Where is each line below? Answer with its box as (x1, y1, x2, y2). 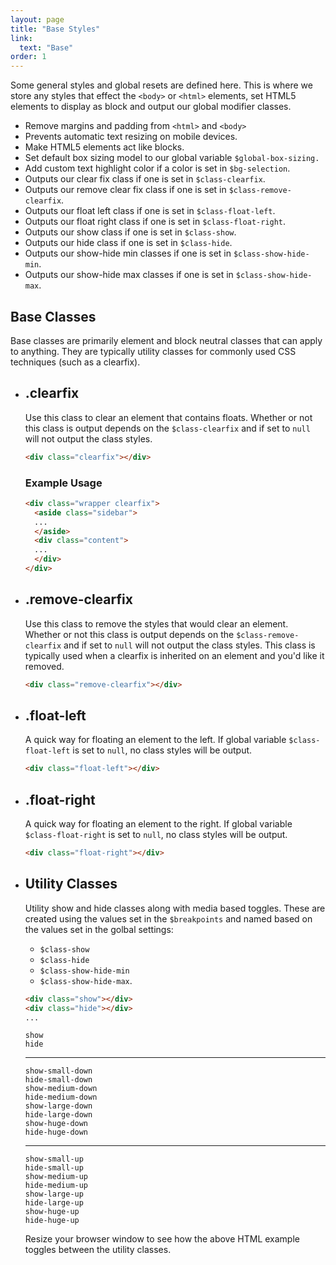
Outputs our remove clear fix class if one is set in (24, 184, 227, 196)
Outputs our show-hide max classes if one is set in (24, 269, 234, 281)
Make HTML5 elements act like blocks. (24, 141, 185, 153)
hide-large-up (24, 1198, 84, 1208)
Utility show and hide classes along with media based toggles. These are (24, 902, 326, 914)
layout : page (10, 14, 65, 25)
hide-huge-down (24, 1127, 89, 1138)
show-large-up (24, 1189, 84, 1200)
